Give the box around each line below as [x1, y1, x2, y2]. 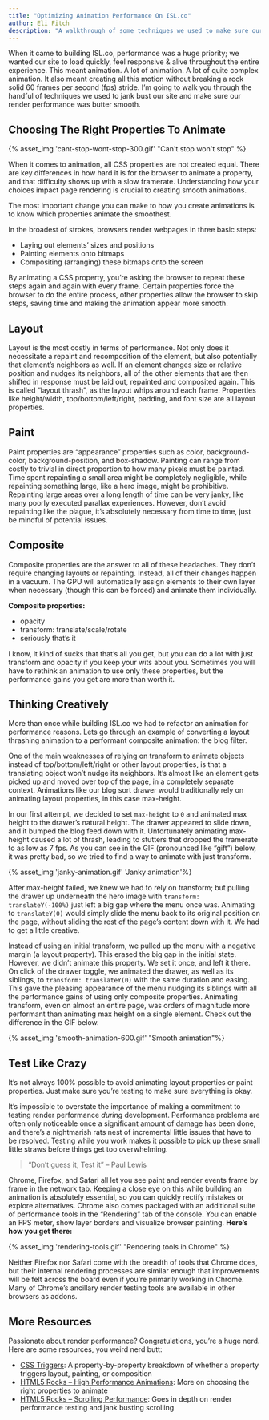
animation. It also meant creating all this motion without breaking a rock [8, 74, 244, 84]
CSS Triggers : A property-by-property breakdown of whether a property [19, 1360, 259, 1370]
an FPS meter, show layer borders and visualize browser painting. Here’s [8, 1218, 248, 1228]
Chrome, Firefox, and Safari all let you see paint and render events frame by [8, 1176, 259, 1185]
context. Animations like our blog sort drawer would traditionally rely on [8, 785, 244, 795]
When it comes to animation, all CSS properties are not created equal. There [8, 159, 260, 169]
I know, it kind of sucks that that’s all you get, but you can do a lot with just [8, 648, 254, 658]
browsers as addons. [8, 1292, 78, 1301]
